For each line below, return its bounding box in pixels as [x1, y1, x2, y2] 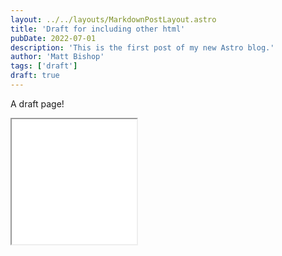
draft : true [10, 71, 60, 81]
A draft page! [10, 97, 65, 110]
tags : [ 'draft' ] [10, 61, 78, 71]
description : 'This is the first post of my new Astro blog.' [10, 42, 275, 53]
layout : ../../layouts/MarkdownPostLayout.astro [10, 14, 217, 25]
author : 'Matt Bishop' [10, 52, 105, 62]
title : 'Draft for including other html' [10, 24, 186, 34]
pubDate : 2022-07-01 [10, 33, 97, 43]
